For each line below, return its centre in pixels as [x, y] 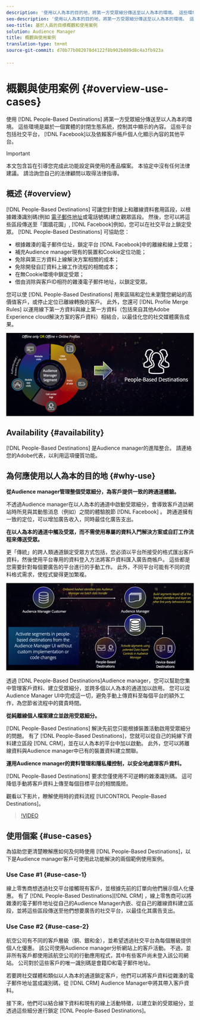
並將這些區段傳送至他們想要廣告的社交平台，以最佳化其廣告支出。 [97, 911]
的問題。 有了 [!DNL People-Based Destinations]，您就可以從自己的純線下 [97, 736]
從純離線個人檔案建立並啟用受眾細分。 [53, 716]
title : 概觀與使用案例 [31, 38]
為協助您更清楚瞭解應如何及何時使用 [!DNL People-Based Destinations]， [96, 851]
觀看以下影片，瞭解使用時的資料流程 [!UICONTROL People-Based [86, 796]
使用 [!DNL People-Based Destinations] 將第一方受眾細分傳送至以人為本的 [97, 119]
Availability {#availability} [55, 433]
